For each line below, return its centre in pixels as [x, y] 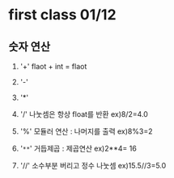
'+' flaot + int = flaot [53, 66]
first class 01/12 [62, 15]
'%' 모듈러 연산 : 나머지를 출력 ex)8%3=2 [86, 131]
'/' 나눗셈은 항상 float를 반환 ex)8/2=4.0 [84, 114]
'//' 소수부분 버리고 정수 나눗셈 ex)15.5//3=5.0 [93, 166]
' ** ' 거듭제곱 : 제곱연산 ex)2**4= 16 [79, 148]
